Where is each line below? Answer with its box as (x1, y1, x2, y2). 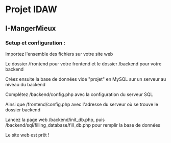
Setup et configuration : (5, 39, 65, 46)
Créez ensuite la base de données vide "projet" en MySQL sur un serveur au (5, 76, 166, 82)
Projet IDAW (5, 4, 58, 15)
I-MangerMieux (5, 24, 56, 33)
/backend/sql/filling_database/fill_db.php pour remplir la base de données (5, 122, 161, 128)
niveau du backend (5, 81, 46, 87)
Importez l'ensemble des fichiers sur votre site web (5, 51, 113, 57)
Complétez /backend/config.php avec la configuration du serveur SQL (5, 91, 153, 98)
